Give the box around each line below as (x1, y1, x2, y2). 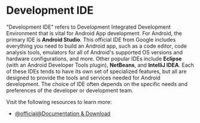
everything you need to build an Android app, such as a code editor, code (6, 42, 187, 50)
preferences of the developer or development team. (6, 87, 134, 94)
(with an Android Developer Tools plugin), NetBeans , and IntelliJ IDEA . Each (6, 61, 194, 69)
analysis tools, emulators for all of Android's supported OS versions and (6, 48, 183, 56)
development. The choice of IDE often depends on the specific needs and (6, 80, 188, 87)
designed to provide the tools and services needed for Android (6, 74, 161, 81)
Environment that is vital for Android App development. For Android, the (6, 29, 182, 36)
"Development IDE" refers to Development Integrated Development (6, 23, 171, 30)
